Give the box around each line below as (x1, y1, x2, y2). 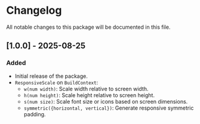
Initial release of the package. (14, 72, 88, 80)
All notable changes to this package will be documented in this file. (6, 23, 171, 31)
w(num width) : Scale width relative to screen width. (23, 85, 149, 92)
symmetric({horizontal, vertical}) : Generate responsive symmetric (23, 104, 194, 111)
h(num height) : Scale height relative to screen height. (23, 91, 155, 99)
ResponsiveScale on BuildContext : (14, 78, 99, 86)
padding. (23, 110, 46, 117)
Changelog (6, 4, 62, 17)
